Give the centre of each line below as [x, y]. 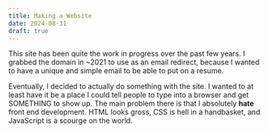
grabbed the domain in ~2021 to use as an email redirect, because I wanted [134, 62]
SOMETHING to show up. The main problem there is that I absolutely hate [131, 104]
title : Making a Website [50, 16]
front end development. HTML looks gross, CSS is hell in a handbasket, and [134, 112]
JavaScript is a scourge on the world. [71, 121]
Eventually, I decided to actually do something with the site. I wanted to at [131, 86]
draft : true [28, 31]
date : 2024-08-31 [38, 23]
